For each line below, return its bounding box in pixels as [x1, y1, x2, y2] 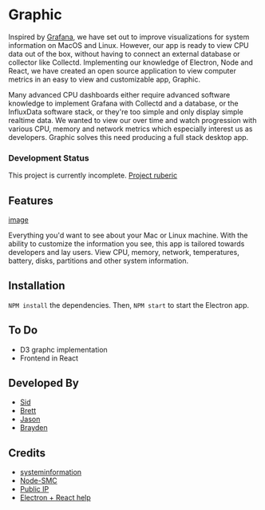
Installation [8, 279, 65, 293]
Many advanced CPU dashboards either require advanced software [8, 90, 231, 99]
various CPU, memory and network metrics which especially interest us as [8, 124, 253, 133]
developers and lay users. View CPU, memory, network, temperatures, [8, 248, 239, 257]
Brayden [19, 423, 48, 432]
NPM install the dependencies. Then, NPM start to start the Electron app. [8, 300, 250, 309]
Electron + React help [19, 493, 92, 503]
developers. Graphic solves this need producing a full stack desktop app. [8, 132, 249, 141]
